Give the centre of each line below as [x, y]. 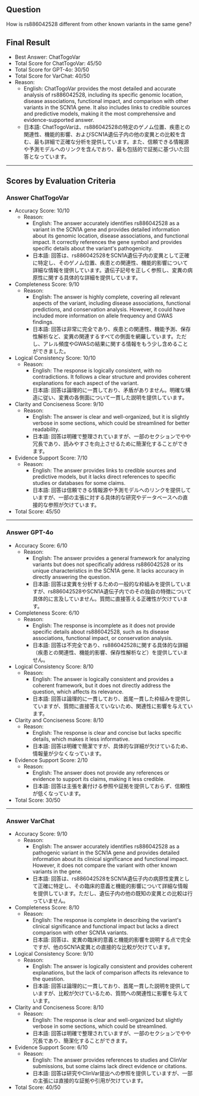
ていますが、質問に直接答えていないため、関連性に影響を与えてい [113, 706]
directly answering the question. [72, 577]
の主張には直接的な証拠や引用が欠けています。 [89, 1081]
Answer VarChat [31, 821]
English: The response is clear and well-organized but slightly [107, 1020]
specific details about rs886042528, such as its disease [101, 631]
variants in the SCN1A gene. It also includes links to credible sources [107, 107]
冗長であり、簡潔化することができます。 [81, 1040]
